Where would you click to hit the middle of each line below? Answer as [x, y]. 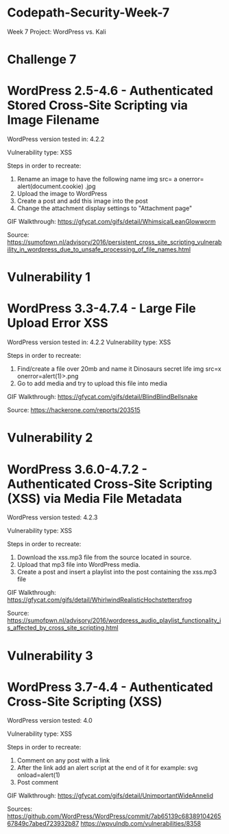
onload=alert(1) [38, 775]
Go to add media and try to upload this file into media [92, 383]
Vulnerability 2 [50, 438]
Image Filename [53, 120]
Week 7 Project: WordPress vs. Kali [57, 32]
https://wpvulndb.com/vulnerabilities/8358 [141, 824]
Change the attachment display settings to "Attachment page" [105, 208]
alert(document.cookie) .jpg [56, 186]
